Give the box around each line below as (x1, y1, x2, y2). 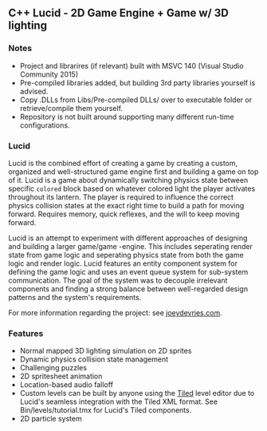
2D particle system (19, 414, 82, 424)
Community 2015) (19, 69, 79, 79)
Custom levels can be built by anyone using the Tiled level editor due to (19, 389, 255, 398)
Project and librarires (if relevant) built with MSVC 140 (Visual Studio (19, 61, 245, 70)
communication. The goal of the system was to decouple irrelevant (8, 275, 228, 285)
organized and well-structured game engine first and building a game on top (8, 167, 259, 176)
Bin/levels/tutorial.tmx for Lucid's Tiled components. (19, 405, 192, 415)
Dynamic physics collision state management (19, 354, 169, 364)
